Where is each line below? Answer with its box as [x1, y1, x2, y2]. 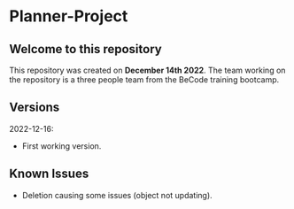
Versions [9, 100, 60, 115]
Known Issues [9, 166, 89, 182]
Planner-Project [9, 6, 128, 27]
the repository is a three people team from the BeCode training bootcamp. [9, 74, 280, 85]
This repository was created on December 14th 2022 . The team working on [9, 65, 286, 75]
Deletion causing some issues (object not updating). [21, 190, 213, 200]
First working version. [21, 140, 102, 151]
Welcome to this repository [9, 42, 162, 57]
